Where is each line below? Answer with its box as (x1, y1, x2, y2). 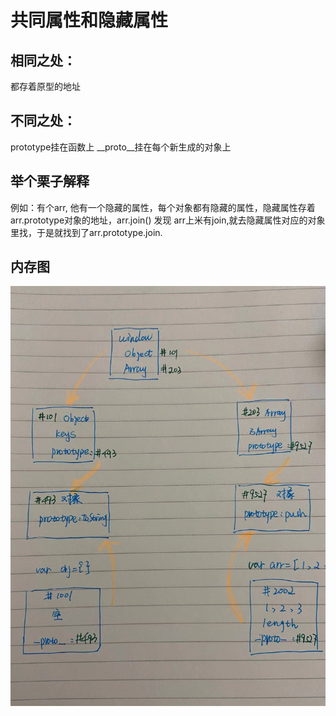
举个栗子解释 (10, 173, 90, 190)
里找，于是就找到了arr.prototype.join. (10, 226, 163, 238)
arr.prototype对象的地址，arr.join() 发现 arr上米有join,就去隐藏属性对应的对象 (10, 214, 326, 226)
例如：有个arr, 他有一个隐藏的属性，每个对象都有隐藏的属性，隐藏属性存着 (10, 201, 316, 213)
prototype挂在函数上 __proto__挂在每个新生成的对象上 (10, 141, 232, 153)
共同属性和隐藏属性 (10, 9, 169, 32)
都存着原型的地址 (10, 81, 81, 92)
